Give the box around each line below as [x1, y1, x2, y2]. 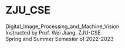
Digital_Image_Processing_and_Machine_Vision [5, 23, 120, 30]
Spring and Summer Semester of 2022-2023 [5, 35, 114, 42]
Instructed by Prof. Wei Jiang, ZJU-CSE [5, 29, 101, 36]
